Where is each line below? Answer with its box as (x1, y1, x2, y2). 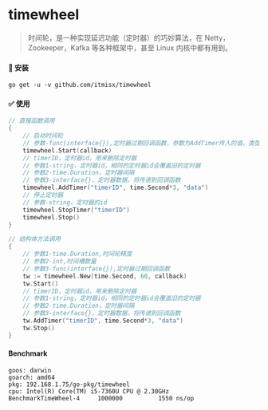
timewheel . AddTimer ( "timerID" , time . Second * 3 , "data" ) (22, 183, 209, 192)
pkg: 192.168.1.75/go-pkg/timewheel (8, 380, 130, 388)
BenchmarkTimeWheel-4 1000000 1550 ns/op (8, 394, 195, 402)
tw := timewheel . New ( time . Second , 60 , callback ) (22, 272, 187, 280)
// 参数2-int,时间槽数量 (22, 258, 97, 266)
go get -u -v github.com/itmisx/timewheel (8, 81, 152, 89)
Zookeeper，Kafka (27, 42, 90, 53)
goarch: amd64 (8, 373, 56, 381)
